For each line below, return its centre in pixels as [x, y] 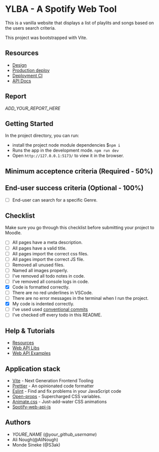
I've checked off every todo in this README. [57, 315]
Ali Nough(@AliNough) [35, 439]
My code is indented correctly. [43, 304]
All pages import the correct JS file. [48, 259]
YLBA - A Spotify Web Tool [61, 9]
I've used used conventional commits [50, 309]
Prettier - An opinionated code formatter [53, 386]
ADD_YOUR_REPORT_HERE [33, 108]
